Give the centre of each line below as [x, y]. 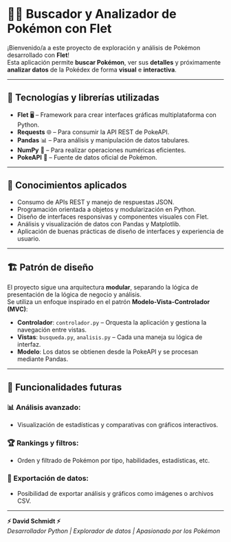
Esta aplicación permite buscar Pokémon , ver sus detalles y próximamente [114, 62]
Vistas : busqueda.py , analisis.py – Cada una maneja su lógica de [110, 337]
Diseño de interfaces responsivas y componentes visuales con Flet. [113, 217]
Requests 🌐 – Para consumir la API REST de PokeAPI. [93, 132]
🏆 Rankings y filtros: [43, 443]
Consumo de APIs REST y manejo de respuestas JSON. [96, 202]
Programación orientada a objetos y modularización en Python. [106, 209]
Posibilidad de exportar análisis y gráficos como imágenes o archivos [115, 493]
